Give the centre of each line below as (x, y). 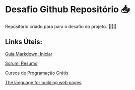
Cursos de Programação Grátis (37, 73)
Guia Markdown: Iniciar (29, 54)
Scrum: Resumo (22, 63)
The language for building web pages (43, 82)
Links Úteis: (24, 42)
